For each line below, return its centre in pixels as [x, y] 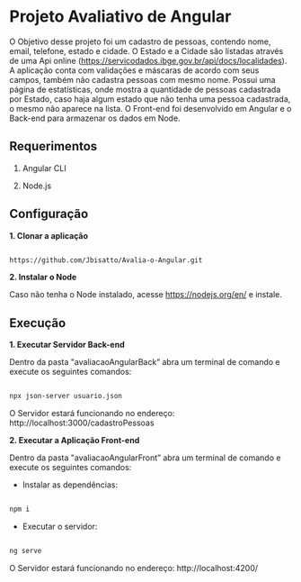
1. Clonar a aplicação [49, 235]
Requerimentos [53, 146]
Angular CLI [44, 168]
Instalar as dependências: [70, 485]
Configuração [49, 214]
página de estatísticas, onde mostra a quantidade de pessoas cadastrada [145, 89]
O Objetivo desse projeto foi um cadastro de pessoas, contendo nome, [140, 41]
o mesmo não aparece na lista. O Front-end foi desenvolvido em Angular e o [150, 108]
